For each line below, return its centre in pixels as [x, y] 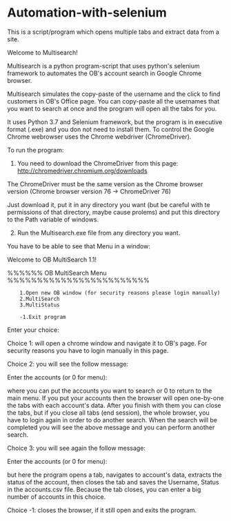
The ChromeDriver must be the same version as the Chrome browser [105, 184]
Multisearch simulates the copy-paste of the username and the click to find [114, 94]
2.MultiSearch [40, 299]
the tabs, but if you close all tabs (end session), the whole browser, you [109, 413]
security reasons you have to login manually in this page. [88, 351]
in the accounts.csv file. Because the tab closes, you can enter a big [104, 489]
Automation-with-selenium [87, 13]
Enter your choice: [33, 330]
